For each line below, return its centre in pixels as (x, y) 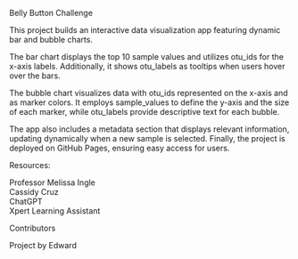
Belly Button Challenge (51, 13)
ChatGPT (26, 201)
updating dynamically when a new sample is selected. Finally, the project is (147, 138)
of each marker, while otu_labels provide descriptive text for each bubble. (145, 112)
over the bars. (35, 76)
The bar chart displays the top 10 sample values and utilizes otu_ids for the (146, 57)
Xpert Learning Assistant (55, 211)
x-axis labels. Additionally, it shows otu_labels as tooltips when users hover (147, 66)
